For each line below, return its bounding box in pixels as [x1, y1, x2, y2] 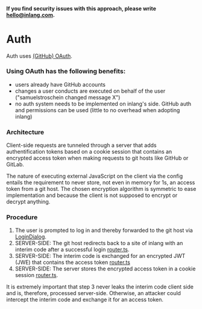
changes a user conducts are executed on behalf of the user [14, 87, 166, 95]
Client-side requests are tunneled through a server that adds [6, 142, 157, 149]
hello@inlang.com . [6, 11, 55, 18]
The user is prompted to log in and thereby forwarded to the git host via [14, 226, 193, 234]
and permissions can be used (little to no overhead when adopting [14, 106, 180, 114]
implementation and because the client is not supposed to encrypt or [6, 192, 178, 199]
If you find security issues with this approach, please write [6, 5, 157, 12]
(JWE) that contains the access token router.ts [14, 259, 131, 266]
